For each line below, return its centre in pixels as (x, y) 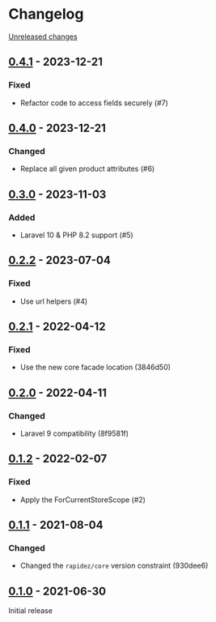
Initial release (30, 611)
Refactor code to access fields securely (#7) (94, 103)
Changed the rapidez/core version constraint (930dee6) (114, 566)
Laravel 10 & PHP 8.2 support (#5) (76, 235)
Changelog (46, 14)
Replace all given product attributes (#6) (87, 169)
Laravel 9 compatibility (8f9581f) (74, 433)
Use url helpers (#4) (54, 301)
